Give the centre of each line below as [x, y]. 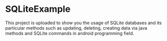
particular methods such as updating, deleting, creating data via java [76, 28]
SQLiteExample [38, 9]
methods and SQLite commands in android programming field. [70, 33]
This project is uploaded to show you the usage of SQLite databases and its [83, 23]
